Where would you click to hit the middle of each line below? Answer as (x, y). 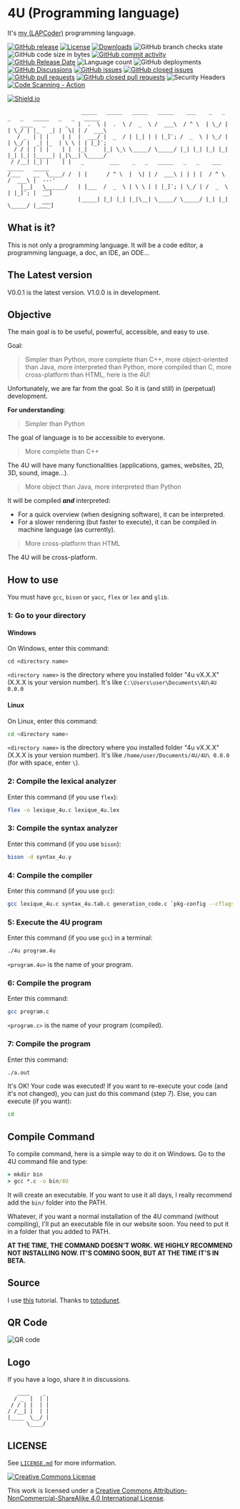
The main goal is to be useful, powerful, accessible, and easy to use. (108, 332)
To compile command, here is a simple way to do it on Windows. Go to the (116, 1154)
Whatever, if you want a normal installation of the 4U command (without (113, 1216)
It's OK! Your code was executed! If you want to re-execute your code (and (118, 1086)
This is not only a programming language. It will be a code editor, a (105, 245)
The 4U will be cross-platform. (52, 557)
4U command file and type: (47, 1162)
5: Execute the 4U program (55, 922)
